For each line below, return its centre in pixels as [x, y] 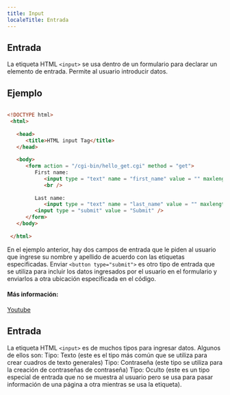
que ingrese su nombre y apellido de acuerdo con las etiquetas [96, 257]
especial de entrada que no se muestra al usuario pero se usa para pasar [110, 377]
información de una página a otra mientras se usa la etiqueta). [94, 384]
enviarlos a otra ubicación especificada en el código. [81, 278]
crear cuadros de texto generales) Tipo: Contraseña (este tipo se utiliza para [115, 362]
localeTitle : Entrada [38, 20]
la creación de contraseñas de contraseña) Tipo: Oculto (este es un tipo [108, 370]
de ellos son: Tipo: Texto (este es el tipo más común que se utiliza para [107, 355]
